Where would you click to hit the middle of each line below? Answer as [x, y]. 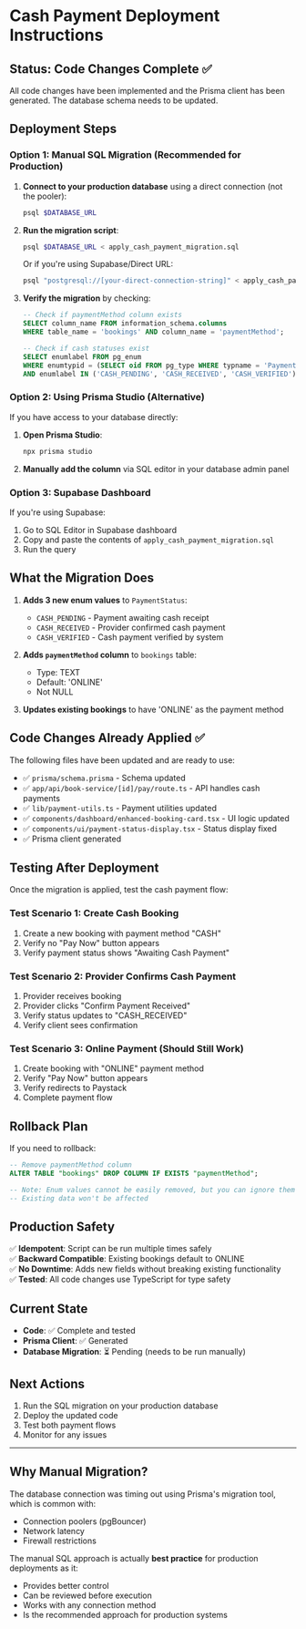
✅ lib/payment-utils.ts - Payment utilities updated [119, 808]
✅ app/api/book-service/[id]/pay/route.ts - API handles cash [141, 788]
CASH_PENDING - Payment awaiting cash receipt [122, 617]
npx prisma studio [57, 451]
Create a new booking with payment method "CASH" [122, 933]
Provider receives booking [72, 995]
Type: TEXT [58, 672]
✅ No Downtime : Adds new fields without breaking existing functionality [145, 1269]
